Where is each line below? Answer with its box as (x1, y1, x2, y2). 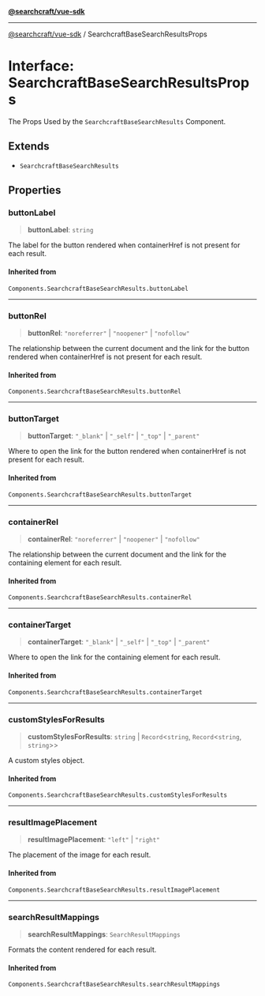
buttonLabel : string (27, 225, 94, 235)
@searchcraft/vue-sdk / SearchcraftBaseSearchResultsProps (8, 29, 207, 39)
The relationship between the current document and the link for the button (8, 343, 250, 353)
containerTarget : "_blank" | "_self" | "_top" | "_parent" (27, 637, 211, 647)
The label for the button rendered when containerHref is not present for (8, 240, 241, 250)
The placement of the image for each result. (8, 850, 151, 860)
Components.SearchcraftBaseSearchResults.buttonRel (8, 387, 181, 396)
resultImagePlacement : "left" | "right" (27, 835, 160, 844)
